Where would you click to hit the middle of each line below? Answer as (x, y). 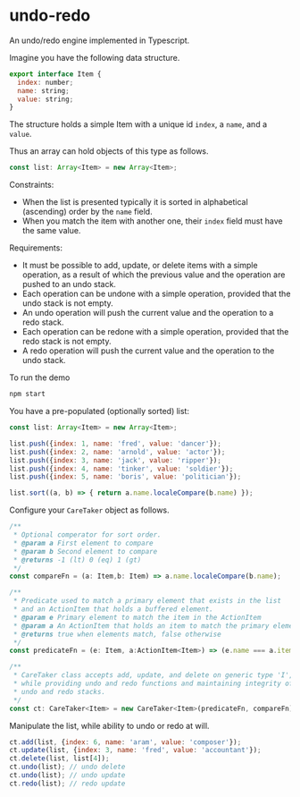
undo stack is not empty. (67, 303)
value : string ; (46, 99)
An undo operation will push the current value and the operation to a (148, 313)
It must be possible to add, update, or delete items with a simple (140, 266)
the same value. (51, 231)
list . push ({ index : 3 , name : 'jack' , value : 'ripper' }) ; (115, 460)
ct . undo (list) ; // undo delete (67, 767)
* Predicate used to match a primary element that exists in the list (147, 601)
